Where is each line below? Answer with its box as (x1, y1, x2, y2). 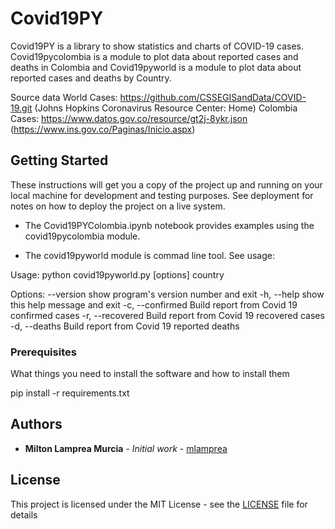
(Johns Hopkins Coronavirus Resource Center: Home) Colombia (34, 102, 298, 114)
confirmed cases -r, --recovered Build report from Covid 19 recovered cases (10, 309, 325, 321)
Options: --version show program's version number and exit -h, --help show (10, 288, 325, 300)
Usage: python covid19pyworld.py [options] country (10, 268, 225, 281)
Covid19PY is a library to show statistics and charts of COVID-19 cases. (10, 40, 305, 52)
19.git (10, 102, 33, 114)
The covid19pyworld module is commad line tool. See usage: (24, 249, 276, 261)
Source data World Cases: (10, 91, 118, 103)
